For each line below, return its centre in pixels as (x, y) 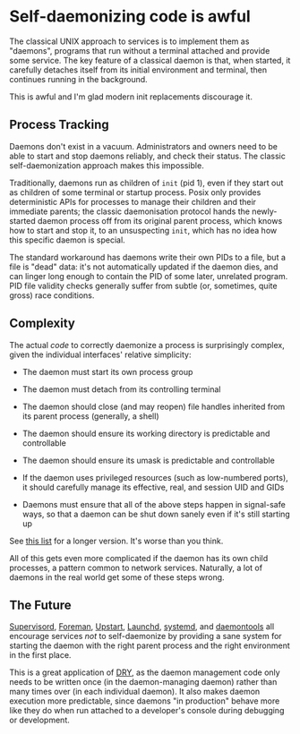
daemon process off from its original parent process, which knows (160, 220)
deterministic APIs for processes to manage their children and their (133, 201)
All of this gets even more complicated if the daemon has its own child (139, 558)
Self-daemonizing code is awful (130, 17)
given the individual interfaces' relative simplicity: (100, 354)
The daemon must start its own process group (107, 371)
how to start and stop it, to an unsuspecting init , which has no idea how (143, 230)
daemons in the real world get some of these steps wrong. (117, 577)
